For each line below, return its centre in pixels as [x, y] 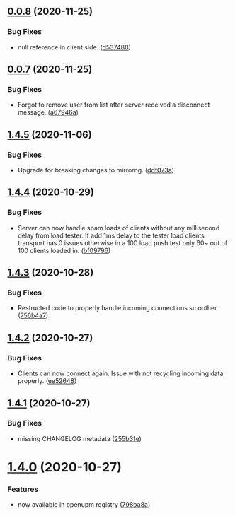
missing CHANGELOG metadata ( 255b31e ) [79, 438]
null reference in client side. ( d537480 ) [74, 47]
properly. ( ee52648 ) [47, 381]
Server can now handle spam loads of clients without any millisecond [119, 228]
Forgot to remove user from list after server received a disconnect [114, 105]
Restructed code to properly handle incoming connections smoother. [118, 308]
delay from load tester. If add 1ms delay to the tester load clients [111, 235]
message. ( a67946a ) [48, 112]
